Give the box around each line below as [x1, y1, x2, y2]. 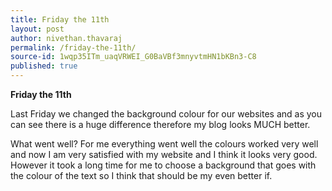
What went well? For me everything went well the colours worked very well [10, 138, 319, 150]
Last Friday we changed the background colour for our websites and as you [10, 108, 322, 120]
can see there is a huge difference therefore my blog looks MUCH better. [10, 119, 311, 130]
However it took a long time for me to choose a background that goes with [10, 159, 317, 171]
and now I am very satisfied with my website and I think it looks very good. [10, 149, 318, 160]
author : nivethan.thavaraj [10, 33, 123, 43]
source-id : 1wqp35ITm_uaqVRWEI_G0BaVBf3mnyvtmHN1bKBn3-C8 [10, 52, 257, 62]
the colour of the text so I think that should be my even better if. [10, 170, 273, 181]
